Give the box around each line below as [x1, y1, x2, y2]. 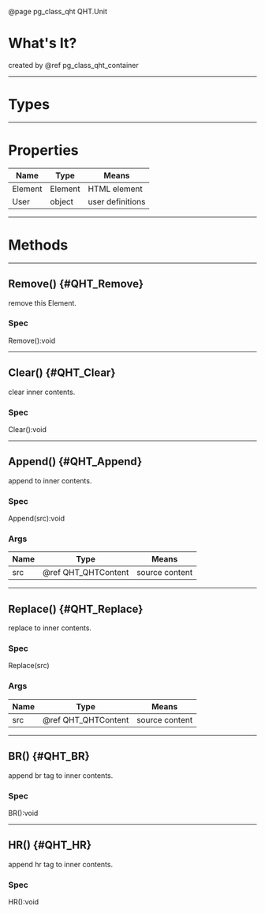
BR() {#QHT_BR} [8, 750, 91, 763]
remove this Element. [8, 298, 77, 307]
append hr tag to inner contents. [8, 859, 113, 869]
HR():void [8, 897, 39, 907]
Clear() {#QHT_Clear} [8, 366, 116, 380]
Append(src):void [8, 513, 65, 524]
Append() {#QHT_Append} [8, 455, 143, 468]
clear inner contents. [8, 387, 76, 396]
